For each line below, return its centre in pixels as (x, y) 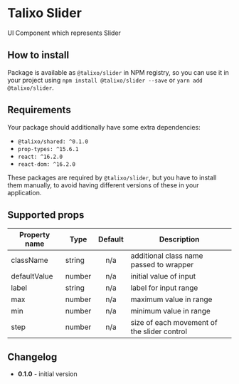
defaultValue (32, 276)
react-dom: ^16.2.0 (47, 164)
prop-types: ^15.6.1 (48, 149)
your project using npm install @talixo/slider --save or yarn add (105, 80)
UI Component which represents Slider (64, 33)
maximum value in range (171, 299)
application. (25, 192)
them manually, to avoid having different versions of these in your (103, 185)
